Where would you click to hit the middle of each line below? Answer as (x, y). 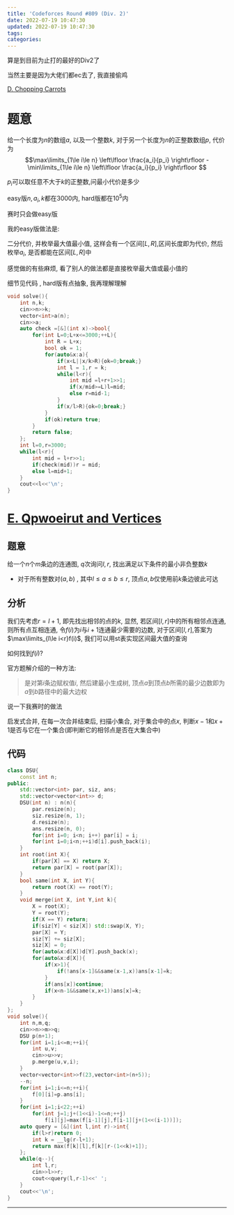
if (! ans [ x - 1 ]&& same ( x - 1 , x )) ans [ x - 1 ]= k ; (115, 971)
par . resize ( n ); (54, 810)
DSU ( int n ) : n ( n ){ (48, 803)
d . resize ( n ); (51, 822)
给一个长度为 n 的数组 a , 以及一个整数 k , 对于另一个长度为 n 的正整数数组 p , (109, 140)
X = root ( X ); (51, 906)
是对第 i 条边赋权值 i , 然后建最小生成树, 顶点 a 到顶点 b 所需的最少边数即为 (124, 683)
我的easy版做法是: (33, 229)
